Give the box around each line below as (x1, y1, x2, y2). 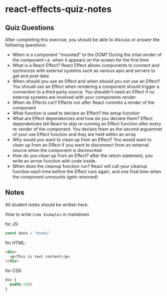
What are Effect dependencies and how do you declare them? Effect (12, 115, 153, 121)
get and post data (12, 73, 49, 78)
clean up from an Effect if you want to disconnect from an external (12, 142, 149, 148)
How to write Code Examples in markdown (5, 211, 90, 217)
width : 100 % (9, 282, 32, 287)
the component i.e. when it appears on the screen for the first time (12, 57, 149, 63)
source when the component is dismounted (12, 147, 102, 153)
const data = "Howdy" (5, 230, 50, 235)
